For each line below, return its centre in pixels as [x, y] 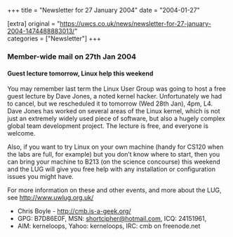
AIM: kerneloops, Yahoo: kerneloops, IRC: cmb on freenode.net [109, 226]
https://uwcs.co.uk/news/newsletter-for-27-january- [135, 23]
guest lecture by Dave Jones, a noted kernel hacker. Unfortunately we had [115, 96]
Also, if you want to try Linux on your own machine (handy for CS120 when [115, 147]
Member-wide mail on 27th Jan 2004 [72, 57]
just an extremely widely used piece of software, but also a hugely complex [116, 119]
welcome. [21, 134]
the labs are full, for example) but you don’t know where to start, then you [113, 155]
